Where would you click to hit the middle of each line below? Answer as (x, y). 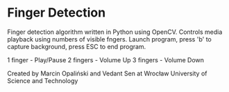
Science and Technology (43, 80)
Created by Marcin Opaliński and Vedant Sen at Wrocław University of (107, 73)
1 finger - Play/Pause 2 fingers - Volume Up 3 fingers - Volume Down (106, 59)
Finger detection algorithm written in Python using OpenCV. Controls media (115, 32)
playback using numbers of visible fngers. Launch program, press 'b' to (109, 39)
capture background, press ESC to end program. (77, 46)
